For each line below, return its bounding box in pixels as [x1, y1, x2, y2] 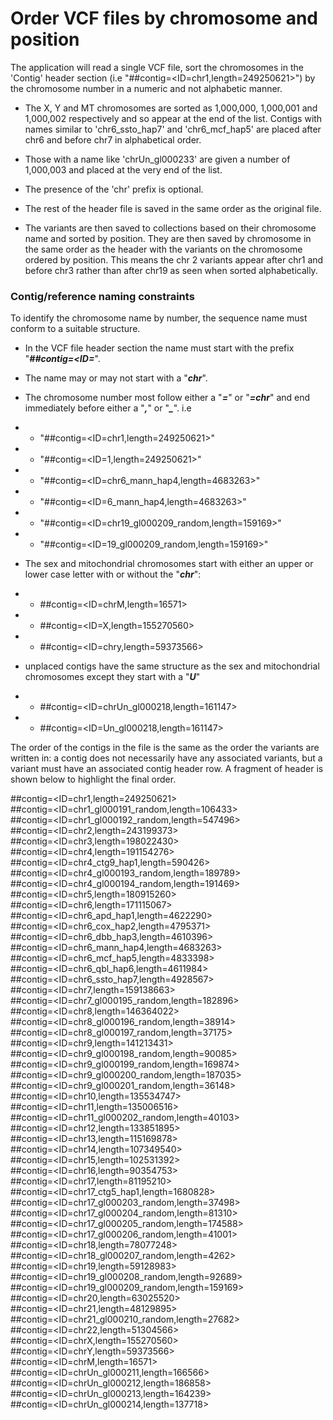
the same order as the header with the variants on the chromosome [24, 243, 303, 255]
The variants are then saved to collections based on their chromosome [24, 222, 317, 234]
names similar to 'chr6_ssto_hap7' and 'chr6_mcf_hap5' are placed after [24, 123, 322, 135]
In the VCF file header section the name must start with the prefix [24, 342, 295, 354]
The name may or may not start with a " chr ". [24, 372, 208, 384]
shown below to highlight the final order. [10, 773, 177, 786]
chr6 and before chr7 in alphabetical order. [24, 133, 202, 146]
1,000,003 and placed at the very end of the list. [24, 163, 223, 176]
